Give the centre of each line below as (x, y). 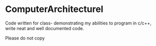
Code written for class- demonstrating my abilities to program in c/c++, (78, 23)
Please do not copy (25, 38)
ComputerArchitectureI (54, 9)
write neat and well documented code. (45, 28)
